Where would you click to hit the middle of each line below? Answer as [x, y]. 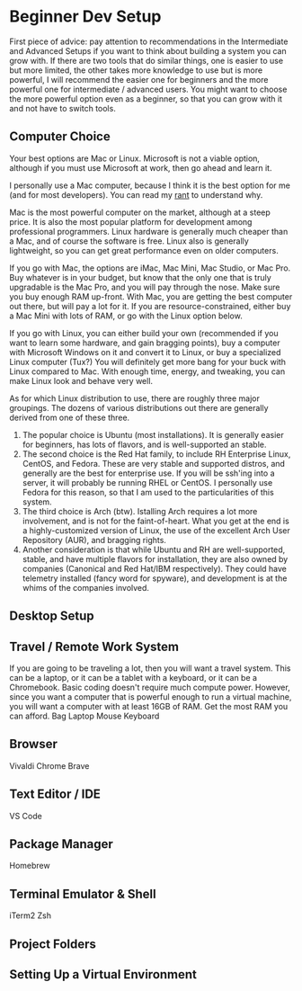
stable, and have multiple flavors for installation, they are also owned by [155, 558]
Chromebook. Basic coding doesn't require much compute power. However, [150, 687]
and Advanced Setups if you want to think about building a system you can [148, 50]
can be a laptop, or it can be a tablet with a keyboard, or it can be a [133, 677]
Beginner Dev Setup [85, 17]
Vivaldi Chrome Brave [49, 765]
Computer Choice [60, 137]
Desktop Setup [52, 616]
